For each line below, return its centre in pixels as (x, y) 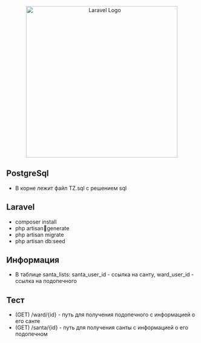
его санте (28, 321)
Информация (33, 260)
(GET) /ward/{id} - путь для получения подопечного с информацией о (105, 315)
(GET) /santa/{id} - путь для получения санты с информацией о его (102, 328)
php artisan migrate (39, 235)
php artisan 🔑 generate (42, 228)
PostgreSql (28, 174)
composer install (36, 222)
